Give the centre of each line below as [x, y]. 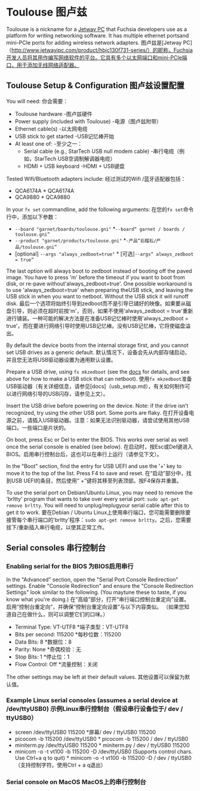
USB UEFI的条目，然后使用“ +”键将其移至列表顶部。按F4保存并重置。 [96, 481]
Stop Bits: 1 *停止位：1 [42, 657]
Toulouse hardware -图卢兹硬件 [53, 113]
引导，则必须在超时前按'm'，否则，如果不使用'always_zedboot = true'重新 [102, 310]
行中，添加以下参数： [32, 217]
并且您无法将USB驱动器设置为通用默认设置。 [61, 359]
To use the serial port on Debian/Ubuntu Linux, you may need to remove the [99, 493]
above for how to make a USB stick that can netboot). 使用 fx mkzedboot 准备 [99, 378]
